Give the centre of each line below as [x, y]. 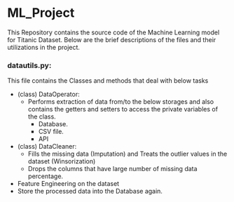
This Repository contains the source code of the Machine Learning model [113, 32]
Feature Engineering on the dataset [68, 184]
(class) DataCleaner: [47, 147]
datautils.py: [29, 65]
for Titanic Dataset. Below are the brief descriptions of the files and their [112, 39]
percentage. [46, 176]
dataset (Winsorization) [62, 161]
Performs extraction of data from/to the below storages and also [121, 102]
